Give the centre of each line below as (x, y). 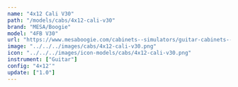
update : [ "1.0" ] (31, 72)
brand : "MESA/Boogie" (39, 27)
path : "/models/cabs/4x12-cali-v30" (61, 20)
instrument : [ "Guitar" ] (42, 60)
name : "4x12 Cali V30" (41, 14)
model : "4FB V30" (33, 33)
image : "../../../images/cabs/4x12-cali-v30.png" (82, 46)
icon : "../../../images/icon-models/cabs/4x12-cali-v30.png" (100, 53)
